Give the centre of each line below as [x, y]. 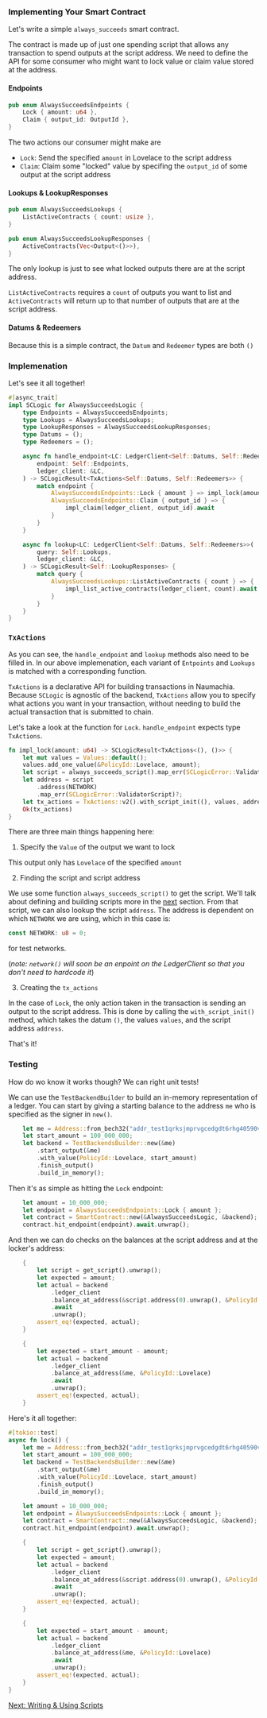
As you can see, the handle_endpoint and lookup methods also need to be [129, 654]
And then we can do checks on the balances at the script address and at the [133, 1240]
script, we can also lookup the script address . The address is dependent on [131, 910]
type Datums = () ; [53, 435]
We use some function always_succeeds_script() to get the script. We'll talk [132, 893]
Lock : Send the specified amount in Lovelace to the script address [126, 158]
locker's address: [37, 1248]
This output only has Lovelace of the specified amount [95, 863]
